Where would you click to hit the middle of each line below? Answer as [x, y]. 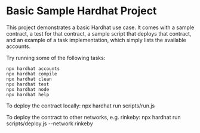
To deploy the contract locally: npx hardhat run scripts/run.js [81, 106]
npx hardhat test [28, 84]
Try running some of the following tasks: [56, 58]
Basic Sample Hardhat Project [81, 11]
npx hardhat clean [29, 79]
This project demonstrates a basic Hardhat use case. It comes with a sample [100, 27]
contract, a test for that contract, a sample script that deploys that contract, [99, 33]
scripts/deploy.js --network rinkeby [50, 123]
